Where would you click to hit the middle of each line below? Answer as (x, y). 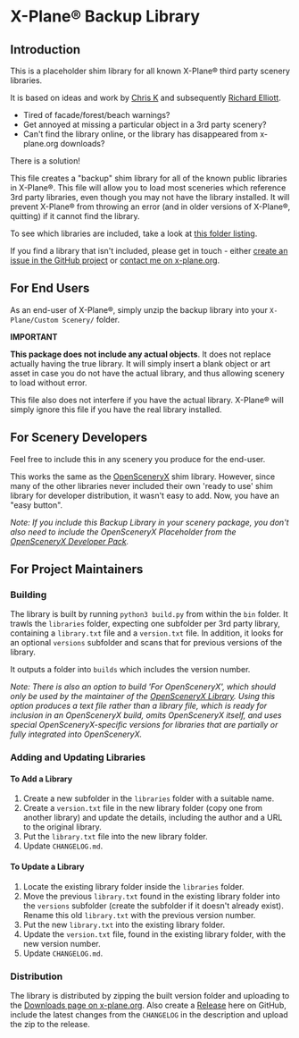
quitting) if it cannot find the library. (75, 216)
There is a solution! (46, 161)
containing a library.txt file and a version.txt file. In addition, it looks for (147, 633)
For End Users (50, 288)
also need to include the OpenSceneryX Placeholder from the (123, 532)
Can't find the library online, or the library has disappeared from (140, 134)
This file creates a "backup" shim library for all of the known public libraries (149, 178)
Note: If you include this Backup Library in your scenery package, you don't (149, 522)
